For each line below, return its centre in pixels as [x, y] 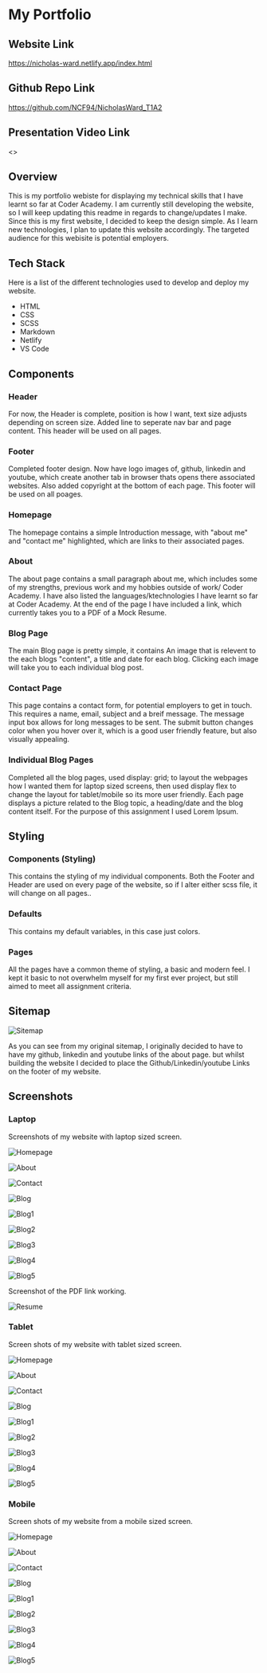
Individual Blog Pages [51, 760]
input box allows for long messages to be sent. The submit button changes [131, 722]
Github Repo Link [52, 88]
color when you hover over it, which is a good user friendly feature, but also [133, 731]
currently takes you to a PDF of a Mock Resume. [88, 612]
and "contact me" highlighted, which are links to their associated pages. [126, 540]
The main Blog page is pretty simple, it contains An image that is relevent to [132, 650]
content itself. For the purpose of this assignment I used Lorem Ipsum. [124, 811]
